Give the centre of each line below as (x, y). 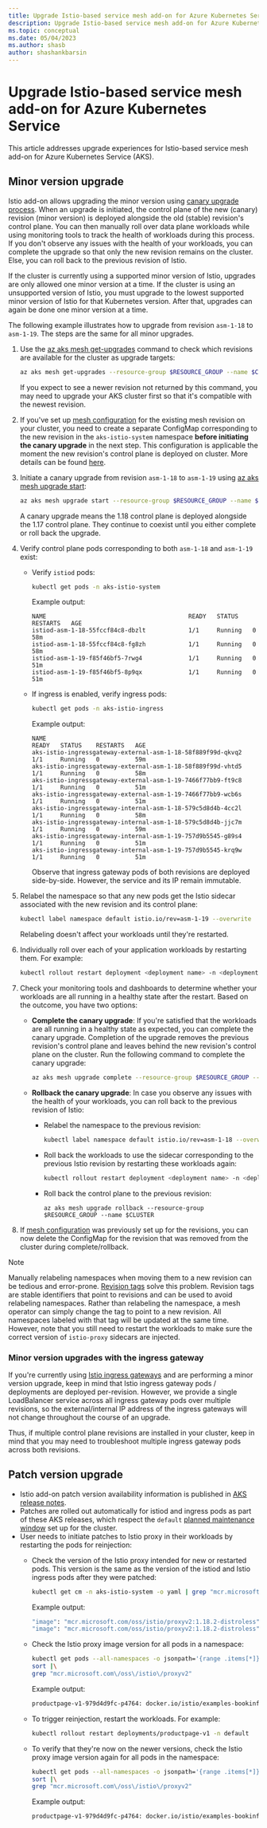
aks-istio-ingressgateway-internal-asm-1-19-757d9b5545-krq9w (137, 850)
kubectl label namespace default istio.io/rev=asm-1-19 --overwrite (135, 919)
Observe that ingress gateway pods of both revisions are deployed (141, 872)
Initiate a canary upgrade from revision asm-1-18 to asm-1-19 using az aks (139, 477)
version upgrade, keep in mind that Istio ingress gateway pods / (112, 1383)
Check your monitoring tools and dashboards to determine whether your (138, 988)
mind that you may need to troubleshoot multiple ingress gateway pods (124, 1441)
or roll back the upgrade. (60, 533)
